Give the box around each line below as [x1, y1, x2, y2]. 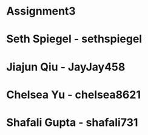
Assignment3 [6, 4, 76, 18]
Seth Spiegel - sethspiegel [6, 32, 143, 46]
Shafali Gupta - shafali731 [6, 116, 138, 129]
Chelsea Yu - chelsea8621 [6, 88, 141, 102]
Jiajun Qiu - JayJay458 [6, 60, 126, 74]
